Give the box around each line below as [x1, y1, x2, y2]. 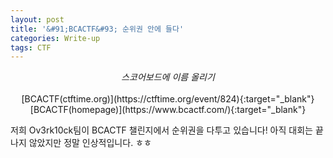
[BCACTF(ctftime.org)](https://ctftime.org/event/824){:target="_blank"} [21, 93, 315, 105]
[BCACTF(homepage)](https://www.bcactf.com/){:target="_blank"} [29, 104, 307, 116]
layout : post [10, 14, 65, 25]
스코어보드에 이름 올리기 [121, 71, 215, 83]
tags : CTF [10, 42, 52, 53]
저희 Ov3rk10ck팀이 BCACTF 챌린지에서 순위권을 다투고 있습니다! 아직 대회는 [10, 124, 313, 136]
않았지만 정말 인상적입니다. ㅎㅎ [28, 137, 152, 149]
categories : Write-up [10, 33, 101, 43]
